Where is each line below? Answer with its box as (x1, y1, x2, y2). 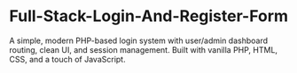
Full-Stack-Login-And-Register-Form (9, 6, 289, 26)
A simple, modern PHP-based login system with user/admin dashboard (9, 35, 269, 46)
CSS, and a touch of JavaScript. (9, 54, 126, 64)
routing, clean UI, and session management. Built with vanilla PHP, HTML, (9, 44, 277, 55)
